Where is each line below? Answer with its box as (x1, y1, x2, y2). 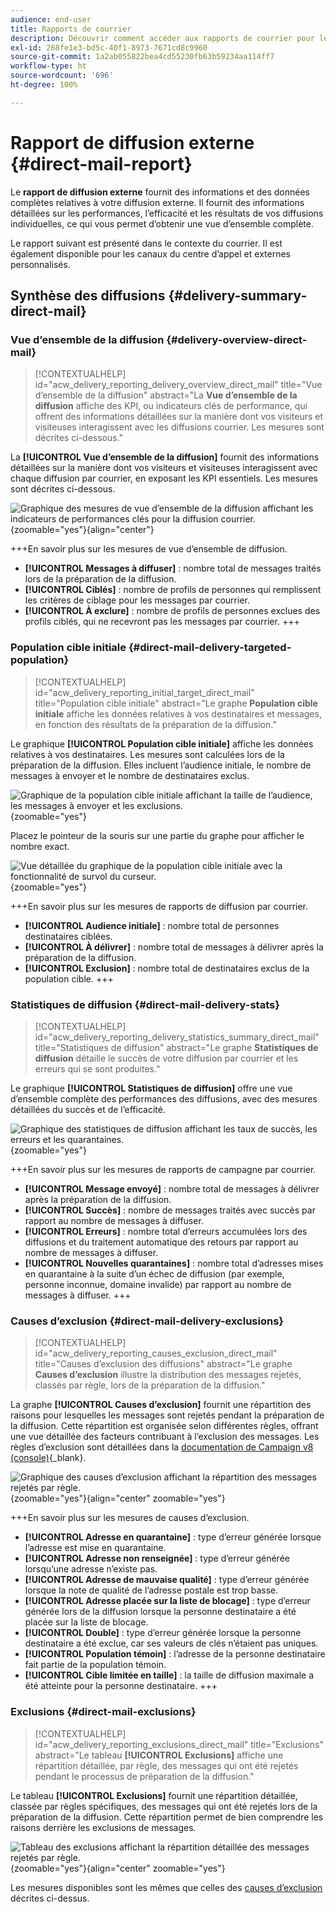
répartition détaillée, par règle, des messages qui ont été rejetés (34, 1759, 299, 1771)
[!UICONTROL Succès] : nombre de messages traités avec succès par (24, 1204, 316, 1216)
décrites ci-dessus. (10, 1892, 90, 1904)
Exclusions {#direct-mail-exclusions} (10, 1705, 197, 1719)
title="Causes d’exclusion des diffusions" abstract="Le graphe (34, 1358, 293, 1370)
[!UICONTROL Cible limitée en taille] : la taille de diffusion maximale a (24, 1669, 315, 1681)
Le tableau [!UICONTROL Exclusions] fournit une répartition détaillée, (10, 1789, 298, 1801)
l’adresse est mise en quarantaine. (24, 1542, 167, 1554)
